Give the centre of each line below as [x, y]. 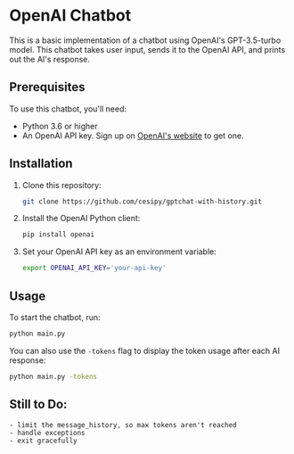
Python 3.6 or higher [60, 126]
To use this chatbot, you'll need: [68, 109]
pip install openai [58, 235]
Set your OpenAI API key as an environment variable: [119, 252]
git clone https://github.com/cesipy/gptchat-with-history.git [142, 202]
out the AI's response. [50, 59]
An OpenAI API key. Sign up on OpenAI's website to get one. [133, 136]
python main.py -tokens [53, 376]
